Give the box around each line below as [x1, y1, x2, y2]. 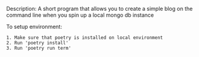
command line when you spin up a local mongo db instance [6, 11, 154, 19]
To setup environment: [6, 23, 62, 30]
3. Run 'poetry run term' [6, 45, 71, 51]
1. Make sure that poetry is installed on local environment [6, 35, 163, 41]
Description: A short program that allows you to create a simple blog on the [6, 5, 193, 12]
